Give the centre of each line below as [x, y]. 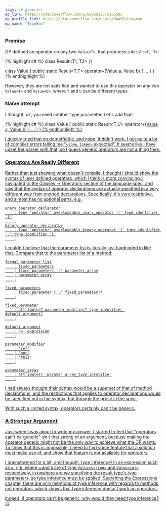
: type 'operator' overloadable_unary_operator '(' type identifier [86, 213]
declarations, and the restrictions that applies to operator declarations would [83, 393]
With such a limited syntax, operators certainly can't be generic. [70, 408]
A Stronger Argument [31, 421]
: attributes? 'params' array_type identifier [63, 375]
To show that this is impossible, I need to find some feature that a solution [80, 448]
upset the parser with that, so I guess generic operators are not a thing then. [83, 149]
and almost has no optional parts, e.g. [44, 199]
